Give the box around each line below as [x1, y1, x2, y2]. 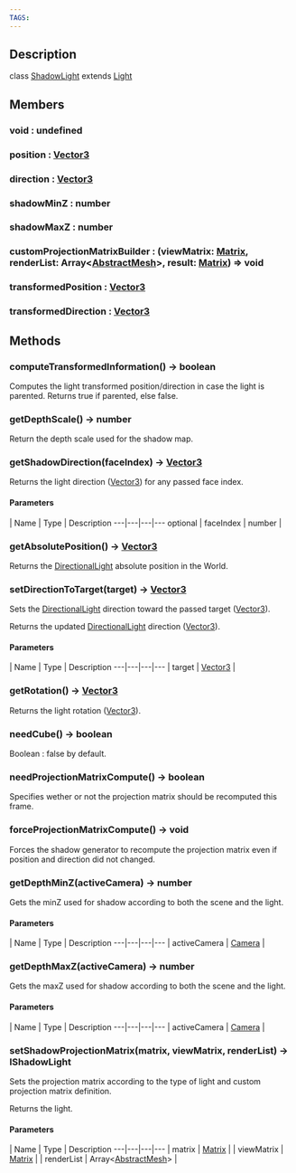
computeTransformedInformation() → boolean [9, 360, 217, 373]
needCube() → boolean [9, 727, 113, 740]
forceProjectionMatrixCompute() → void [9, 824, 190, 837]
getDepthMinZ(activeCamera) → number [9, 876, 192, 889]
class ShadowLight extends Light [9, 71, 133, 81]
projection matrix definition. [9, 1085, 112, 1096]
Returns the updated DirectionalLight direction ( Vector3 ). [9, 621, 221, 632]
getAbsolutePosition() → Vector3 [9, 540, 158, 553]
